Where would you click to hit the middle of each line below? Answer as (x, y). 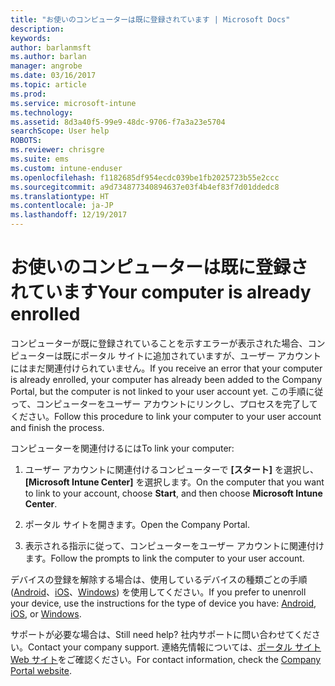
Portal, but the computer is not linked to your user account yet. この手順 (158, 391)
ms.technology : (42, 112)
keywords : (31, 38)
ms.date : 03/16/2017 (53, 76)
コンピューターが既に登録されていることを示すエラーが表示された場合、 (159, 343)
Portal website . (41, 670)
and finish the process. (57, 427)
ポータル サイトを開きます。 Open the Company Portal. (137, 524)
